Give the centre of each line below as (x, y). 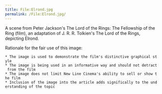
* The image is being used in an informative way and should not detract (81, 65)
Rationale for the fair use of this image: (44, 48)
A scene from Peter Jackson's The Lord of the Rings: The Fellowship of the (80, 28)
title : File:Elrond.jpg (29, 9)
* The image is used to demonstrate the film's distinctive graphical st (81, 56)
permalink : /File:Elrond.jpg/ (36, 14)
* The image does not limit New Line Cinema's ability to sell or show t (81, 74)
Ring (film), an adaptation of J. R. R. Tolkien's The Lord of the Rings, (73, 33)
